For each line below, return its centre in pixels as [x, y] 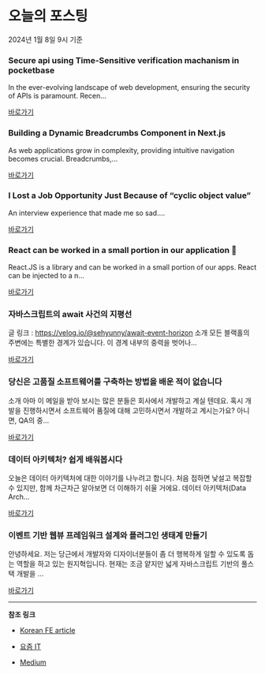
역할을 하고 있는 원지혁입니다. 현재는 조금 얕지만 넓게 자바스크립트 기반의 [128, 564]
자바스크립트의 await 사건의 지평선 [70, 315]
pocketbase [32, 70]
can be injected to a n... [47, 276]
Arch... [19, 497]
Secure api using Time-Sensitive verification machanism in [124, 60]
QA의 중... [34, 420]
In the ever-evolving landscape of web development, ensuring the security [129, 88]
